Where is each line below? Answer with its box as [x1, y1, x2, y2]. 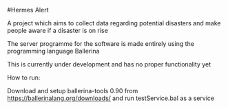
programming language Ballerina [7, 47, 100, 55]
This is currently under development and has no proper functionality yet [7, 60, 211, 68]
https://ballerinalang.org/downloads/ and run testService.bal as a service [7, 94, 215, 102]
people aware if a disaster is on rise [7, 27, 108, 34]
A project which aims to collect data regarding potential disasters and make [7, 19, 221, 27]
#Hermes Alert [7, 6, 49, 14]
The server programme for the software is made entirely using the [7, 40, 195, 47]
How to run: [7, 73, 41, 82]
